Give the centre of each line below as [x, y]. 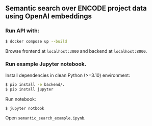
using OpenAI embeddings [49, 17]
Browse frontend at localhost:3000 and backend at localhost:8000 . [76, 51]
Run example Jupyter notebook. [46, 64]
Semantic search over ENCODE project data [76, 8]
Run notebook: [21, 99]
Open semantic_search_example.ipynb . [45, 118]
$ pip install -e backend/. [35, 84]
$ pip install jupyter [29, 89]
